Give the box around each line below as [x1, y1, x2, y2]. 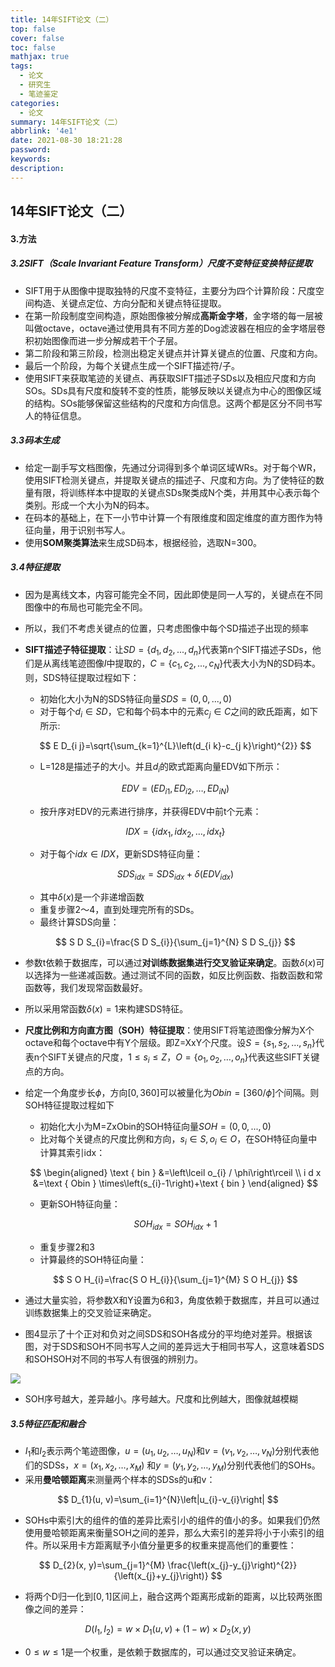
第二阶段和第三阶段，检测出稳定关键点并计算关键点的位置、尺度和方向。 [24, 347, 323, 359]
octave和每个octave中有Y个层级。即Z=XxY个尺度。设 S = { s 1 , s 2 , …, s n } [24, 1037, 316, 1051]
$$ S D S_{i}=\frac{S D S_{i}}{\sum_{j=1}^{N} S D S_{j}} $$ [55, 936, 296, 948]
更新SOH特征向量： [39, 1198, 121, 1210]
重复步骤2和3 [39, 1241, 95, 1253]
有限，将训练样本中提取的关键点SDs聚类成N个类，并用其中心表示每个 [33, 486, 320, 498]
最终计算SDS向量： [39, 916, 120, 928]
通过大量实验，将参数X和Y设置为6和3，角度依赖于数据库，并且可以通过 [24, 1294, 320, 1306]
